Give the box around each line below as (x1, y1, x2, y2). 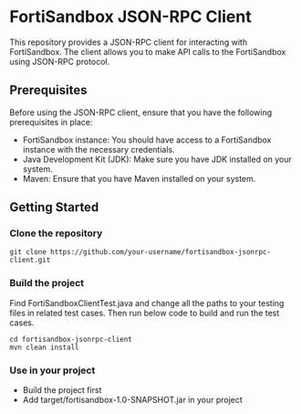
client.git (9, 256, 51, 265)
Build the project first (22, 385, 102, 396)
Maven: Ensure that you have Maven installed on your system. (22, 173, 256, 184)
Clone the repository (9, 227, 103, 239)
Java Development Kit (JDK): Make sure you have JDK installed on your (22, 154, 292, 165)
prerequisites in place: (9, 116, 93, 127)
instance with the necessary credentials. (22, 143, 175, 154)
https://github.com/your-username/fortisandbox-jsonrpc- (49, 248, 272, 257)
